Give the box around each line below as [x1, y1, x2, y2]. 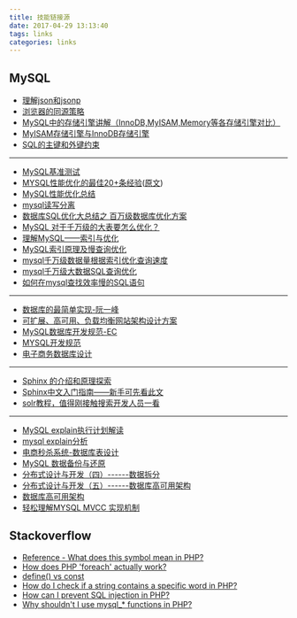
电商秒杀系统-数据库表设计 [21, 447, 119, 458]
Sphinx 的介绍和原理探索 [21, 375, 112, 386]
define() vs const [21, 570, 85, 581]
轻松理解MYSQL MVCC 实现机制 [21, 502, 140, 514]
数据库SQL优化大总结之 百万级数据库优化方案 [21, 211, 187, 221]
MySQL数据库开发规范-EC [21, 327, 118, 337]
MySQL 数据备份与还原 [21, 458, 106, 469]
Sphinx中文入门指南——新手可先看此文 [21, 387, 164, 398]
